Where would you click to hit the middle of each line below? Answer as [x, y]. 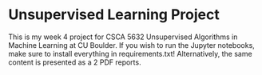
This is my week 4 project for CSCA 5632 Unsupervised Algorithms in [123, 37]
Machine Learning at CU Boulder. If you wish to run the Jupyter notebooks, [132, 45]
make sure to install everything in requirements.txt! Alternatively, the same [131, 53]
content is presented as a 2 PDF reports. [75, 62]
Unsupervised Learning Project [114, 15]
